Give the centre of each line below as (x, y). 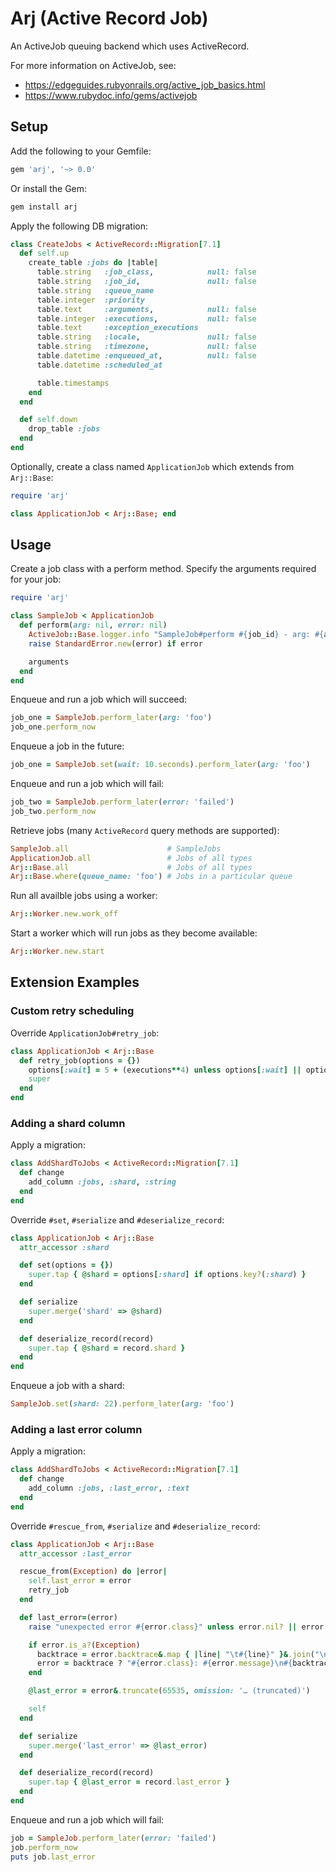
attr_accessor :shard (64, 1247)
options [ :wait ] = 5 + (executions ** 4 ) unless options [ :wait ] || (165, 1070)
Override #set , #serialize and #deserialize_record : (117, 1219)
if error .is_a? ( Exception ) (84, 1645)
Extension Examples (75, 982)
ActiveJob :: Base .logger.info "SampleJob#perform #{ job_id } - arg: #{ (176, 635)
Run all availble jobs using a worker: (84, 896)
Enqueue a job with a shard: (67, 1386)
